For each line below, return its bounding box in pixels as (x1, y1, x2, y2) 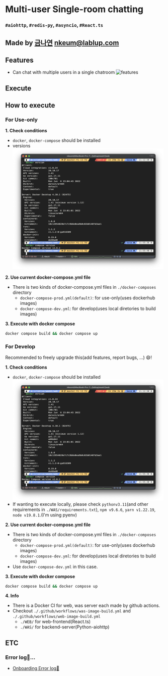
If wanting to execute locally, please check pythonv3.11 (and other (12, 501, 148, 507)
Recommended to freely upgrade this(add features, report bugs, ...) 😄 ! (5, 354, 152, 360)
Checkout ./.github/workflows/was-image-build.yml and (12, 608, 131, 614)
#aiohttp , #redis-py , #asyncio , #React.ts (5, 22, 104, 29)
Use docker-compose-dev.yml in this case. (12, 563, 98, 569)
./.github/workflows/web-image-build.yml (12, 614, 101, 619)
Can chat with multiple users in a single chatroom (12, 69, 115, 75)
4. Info (5, 593, 19, 599)
